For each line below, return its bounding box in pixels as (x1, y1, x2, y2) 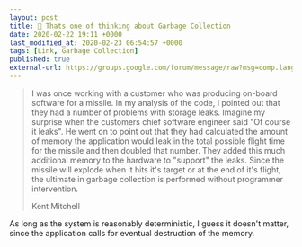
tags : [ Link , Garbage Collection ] (9, 47, 139, 56)
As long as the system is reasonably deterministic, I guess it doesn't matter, (9, 217, 289, 229)
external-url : (9, 64, 63, 73)
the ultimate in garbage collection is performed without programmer (31, 173, 284, 184)
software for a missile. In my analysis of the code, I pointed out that (31, 97, 280, 108)
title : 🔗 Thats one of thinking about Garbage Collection (9, 22, 231, 31)
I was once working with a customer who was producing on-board (31, 87, 278, 99)
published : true (9, 55, 70, 64)
